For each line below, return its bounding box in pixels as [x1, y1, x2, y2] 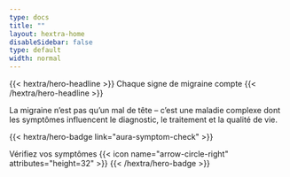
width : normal [9, 54, 62, 63]
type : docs [9, 12, 50, 22]
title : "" [9, 21, 46, 30]
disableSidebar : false [9, 37, 93, 47]
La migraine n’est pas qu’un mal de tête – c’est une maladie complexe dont [9, 105, 281, 115]
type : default [9, 46, 62, 55]
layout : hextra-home [9, 29, 86, 38]
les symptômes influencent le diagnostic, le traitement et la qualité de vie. [9, 114, 278, 125]
